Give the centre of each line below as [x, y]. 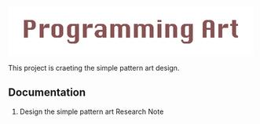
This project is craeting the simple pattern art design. [94, 68]
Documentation [47, 93]
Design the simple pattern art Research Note [92, 111]
